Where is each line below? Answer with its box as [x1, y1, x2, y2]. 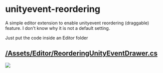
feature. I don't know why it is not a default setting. [5, 25, 110, 31]
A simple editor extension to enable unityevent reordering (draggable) [5, 20, 149, 26]
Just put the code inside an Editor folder [5, 35, 88, 41]
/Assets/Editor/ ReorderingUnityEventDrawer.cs [5, 49, 158, 58]
